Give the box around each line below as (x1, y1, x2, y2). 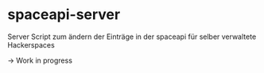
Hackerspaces (7, 40, 55, 49)
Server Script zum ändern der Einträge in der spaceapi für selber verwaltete (7, 32, 257, 41)
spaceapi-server (7, 6, 121, 24)
